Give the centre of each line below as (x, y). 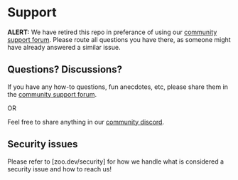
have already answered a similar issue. (64, 47)
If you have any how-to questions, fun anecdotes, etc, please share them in (118, 87)
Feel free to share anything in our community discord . (86, 122)
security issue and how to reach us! (60, 169)
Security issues (43, 144)
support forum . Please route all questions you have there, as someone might (119, 39)
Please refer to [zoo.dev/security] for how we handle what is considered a (116, 162)
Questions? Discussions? (65, 69)
